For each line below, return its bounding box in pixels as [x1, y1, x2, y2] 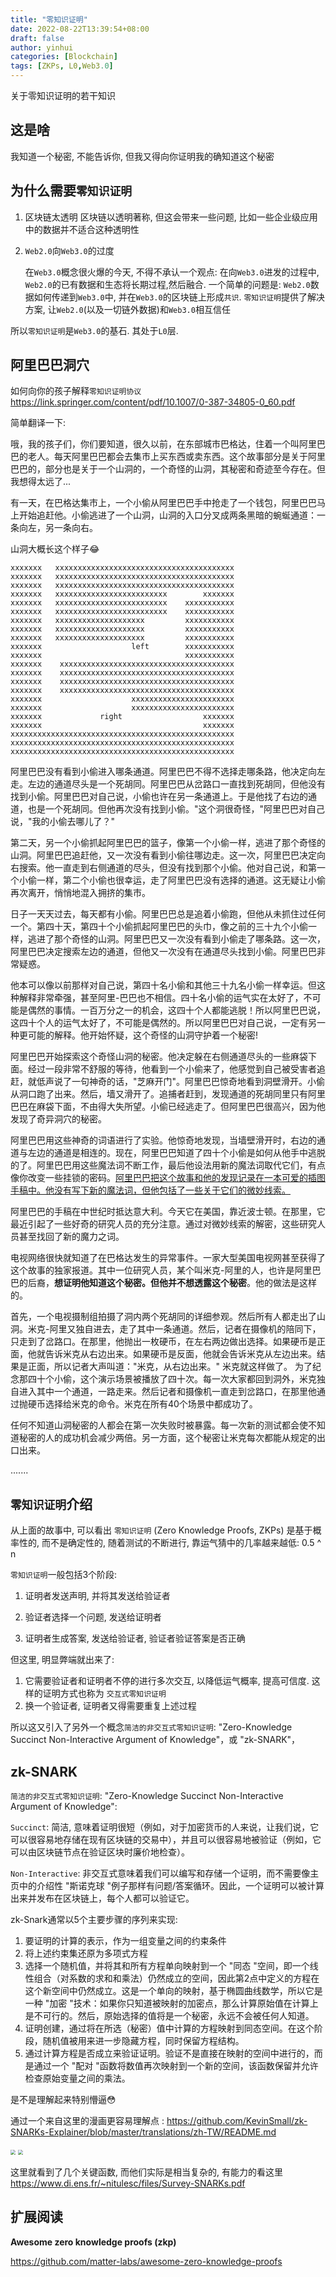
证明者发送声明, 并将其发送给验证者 [24, 1590, 171, 1602]
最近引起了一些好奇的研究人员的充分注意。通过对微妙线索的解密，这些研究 [10, 1218, 317, 1230]
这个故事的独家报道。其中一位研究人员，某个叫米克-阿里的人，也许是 [10, 1264, 295, 1276]
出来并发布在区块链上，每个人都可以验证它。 [10, 1892, 195, 1905]
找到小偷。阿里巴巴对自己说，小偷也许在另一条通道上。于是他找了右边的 [10, 791, 308, 803]
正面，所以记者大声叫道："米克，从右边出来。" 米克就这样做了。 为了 [27, 1361, 313, 1373]
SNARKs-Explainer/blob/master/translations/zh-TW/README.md [10, 2126, 277, 2138]
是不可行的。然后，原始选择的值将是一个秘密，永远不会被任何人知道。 [24, 2010, 315, 2022]
